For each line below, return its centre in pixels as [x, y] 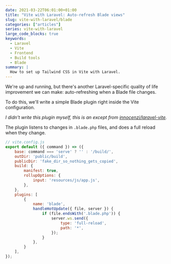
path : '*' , [72, 228]
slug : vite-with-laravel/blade [39, 19]
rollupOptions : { [42, 176]
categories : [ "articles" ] [33, 24]
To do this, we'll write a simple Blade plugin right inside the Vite [72, 102]
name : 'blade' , [49, 204]
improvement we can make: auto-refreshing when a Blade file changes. [81, 92]
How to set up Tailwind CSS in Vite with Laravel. [65, 72]
